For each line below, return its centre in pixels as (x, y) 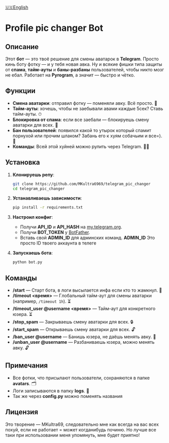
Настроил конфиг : (33, 217)
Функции (20, 91)
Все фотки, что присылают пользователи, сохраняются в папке (81, 378)
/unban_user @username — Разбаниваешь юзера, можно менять (83, 342)
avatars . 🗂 (24, 383)
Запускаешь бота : (33, 253)
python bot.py (27, 262)
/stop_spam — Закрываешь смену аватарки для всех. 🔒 (73, 321)
